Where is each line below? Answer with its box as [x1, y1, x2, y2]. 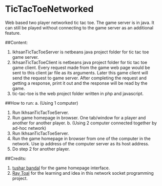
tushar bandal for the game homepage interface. [12, 165, 110, 171]
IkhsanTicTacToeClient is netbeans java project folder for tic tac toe [12, 59, 147, 65]
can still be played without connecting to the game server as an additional [5, 24, 154, 30]
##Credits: [5, 155, 26, 161]
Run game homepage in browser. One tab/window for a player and [12, 115, 146, 120]
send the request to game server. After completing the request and [12, 75, 147, 81]
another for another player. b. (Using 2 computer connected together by [12, 120, 157, 126]
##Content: [5, 39, 28, 45]
